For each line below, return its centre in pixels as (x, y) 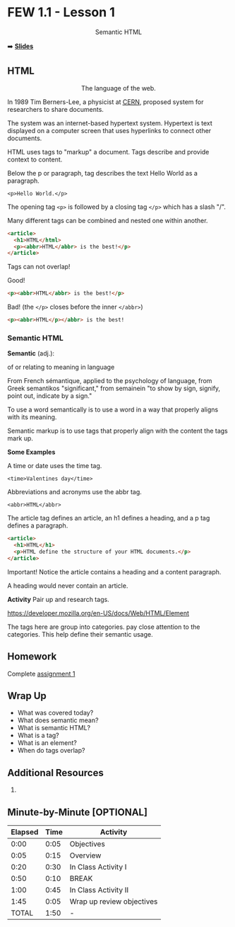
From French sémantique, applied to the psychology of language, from (110, 381)
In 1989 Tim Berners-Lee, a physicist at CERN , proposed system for (106, 102)
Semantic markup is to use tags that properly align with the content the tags (117, 431)
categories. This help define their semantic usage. (80, 634)
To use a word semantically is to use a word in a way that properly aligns (113, 410)
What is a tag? (38, 735)
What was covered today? (55, 713)
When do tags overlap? (51, 751)
